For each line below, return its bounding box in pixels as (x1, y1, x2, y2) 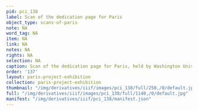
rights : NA (6, 52, 33, 58)
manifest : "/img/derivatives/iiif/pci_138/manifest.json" (6, 96, 151, 102)
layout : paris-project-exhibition (6, 74, 91, 80)
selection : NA (6, 58, 41, 63)
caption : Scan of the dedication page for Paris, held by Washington (6, 63, 181, 69)
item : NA (6, 36, 28, 42)
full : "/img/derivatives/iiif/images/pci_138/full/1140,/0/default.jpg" (6, 90, 189, 96)
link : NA (6, 42, 28, 48)
